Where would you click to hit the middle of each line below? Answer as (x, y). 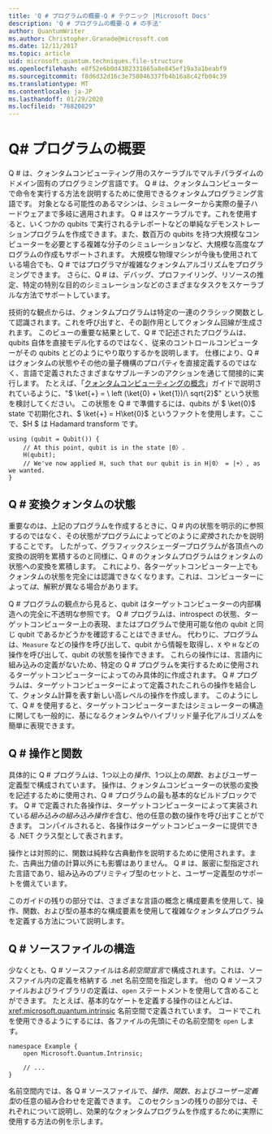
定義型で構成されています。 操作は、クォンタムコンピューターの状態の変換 (134, 785)
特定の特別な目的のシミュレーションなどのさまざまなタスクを (125, 285)
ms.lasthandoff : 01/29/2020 (56, 99)
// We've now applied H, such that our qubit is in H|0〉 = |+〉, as (142, 464)
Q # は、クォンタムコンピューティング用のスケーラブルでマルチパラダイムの (136, 173)
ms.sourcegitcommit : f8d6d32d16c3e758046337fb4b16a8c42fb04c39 (118, 76)
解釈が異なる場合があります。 (93, 586)
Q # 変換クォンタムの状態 (72, 504)
